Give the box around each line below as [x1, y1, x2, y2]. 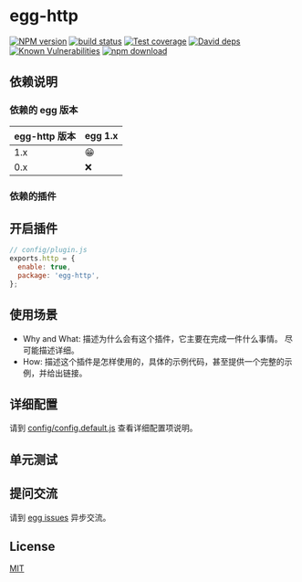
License [9, 538, 56, 554]
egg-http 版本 [14, 130, 76, 143]
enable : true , [17, 262, 71, 272]
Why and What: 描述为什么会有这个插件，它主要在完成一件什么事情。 [22, 333, 283, 344]
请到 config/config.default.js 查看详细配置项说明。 [9, 422, 198, 434]
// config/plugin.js [9, 246, 89, 255]
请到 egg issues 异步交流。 [9, 512, 111, 523]
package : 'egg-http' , [17, 270, 100, 280]
